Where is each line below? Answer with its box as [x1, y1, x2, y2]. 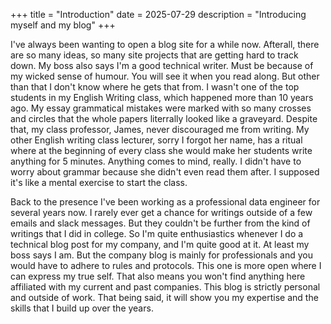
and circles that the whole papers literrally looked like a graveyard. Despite [10, 113, 318, 124]
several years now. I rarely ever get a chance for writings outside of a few [10, 207, 313, 218]
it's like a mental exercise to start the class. [10, 177, 188, 188]
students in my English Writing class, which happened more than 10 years [10, 92, 314, 103]
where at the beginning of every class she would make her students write [10, 145, 313, 156]
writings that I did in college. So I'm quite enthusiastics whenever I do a [10, 228, 304, 239]
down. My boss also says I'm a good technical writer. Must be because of [10, 60, 314, 71]
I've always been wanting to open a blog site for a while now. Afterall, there [10, 39, 320, 50]
